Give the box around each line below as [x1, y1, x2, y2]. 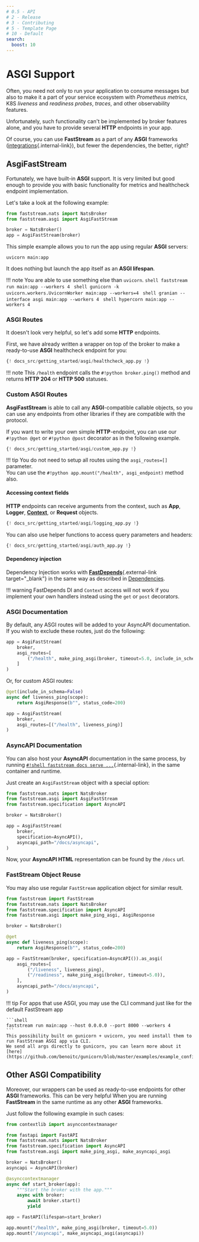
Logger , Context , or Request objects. [6, 509, 99, 516]
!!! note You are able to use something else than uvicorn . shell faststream [6, 277, 188, 284]
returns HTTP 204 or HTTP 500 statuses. [6, 375, 108, 382]
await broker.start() [27, 1198, 81, 1204]
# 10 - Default [6, 31, 44, 37]
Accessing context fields [6, 489, 69, 497]
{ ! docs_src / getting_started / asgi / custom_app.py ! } [6, 446, 136, 452]
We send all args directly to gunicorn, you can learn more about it [6, 1043, 182, 1049]
